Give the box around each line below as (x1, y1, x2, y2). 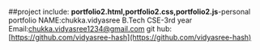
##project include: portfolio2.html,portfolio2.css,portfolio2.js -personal (8, 7, 251, 16)
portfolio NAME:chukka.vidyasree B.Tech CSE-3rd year (8, 15, 193, 25)
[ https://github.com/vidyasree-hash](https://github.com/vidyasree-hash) (8, 32, 252, 42)
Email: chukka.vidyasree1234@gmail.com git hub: (8, 24, 173, 33)
